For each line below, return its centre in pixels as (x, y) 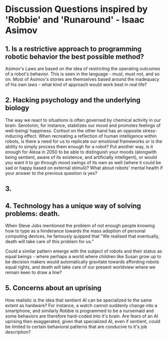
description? (18, 332)
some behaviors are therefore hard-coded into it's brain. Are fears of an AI (82, 316)
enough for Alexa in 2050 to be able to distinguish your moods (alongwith (81, 152)
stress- (150, 130)
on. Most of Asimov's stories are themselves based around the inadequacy (82, 79)
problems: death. (32, 213)
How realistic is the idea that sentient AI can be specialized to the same (78, 300)
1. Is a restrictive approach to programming (73, 49)
